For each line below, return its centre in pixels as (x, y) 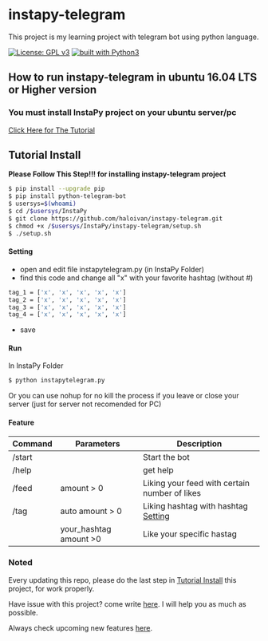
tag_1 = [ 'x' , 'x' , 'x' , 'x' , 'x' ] (67, 292)
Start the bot (166, 457)
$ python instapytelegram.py (57, 381)
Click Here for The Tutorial (52, 130)
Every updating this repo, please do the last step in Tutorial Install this (122, 580)
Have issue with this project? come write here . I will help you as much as (127, 603)
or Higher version (53, 90)
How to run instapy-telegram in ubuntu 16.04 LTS (133, 77)
